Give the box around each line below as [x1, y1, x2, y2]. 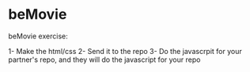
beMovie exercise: [8, 31, 69, 41]
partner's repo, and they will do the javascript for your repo [8, 55, 201, 64]
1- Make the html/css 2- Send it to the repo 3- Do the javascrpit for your [8, 46, 243, 56]
